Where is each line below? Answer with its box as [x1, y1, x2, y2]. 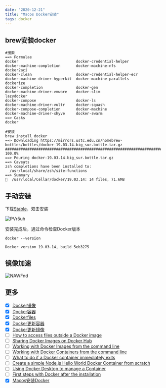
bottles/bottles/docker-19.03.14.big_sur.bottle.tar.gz [5, 142, 123, 148]
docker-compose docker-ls [5, 98, 96, 103]
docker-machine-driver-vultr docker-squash [5, 103, 105, 108]
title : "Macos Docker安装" [5, 12, 59, 17]
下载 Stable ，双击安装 [5, 206, 48, 212]
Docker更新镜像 [12, 327, 45, 333]
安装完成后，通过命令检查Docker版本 [5, 226, 81, 232]
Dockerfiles [12, 314, 36, 320]
